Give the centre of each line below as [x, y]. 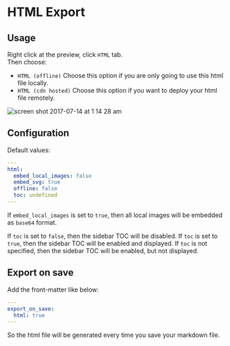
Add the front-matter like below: [53, 289]
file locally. [33, 83]
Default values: [29, 150]
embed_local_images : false [53, 176]
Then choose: [27, 62]
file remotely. [36, 98]
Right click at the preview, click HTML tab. [65, 54]
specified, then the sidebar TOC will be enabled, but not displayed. [103, 250]
